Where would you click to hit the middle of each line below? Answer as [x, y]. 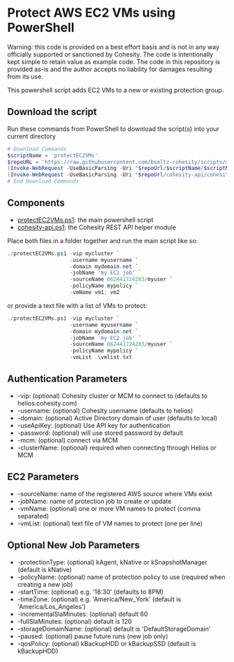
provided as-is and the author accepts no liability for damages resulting [110, 69]
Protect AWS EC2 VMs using [91, 13]
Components [36, 203]
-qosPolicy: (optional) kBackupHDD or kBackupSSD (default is [107, 643]
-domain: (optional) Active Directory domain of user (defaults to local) [117, 418]
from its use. [25, 76]
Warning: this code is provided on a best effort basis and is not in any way [114, 47]
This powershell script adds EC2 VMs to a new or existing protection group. [116, 90]
